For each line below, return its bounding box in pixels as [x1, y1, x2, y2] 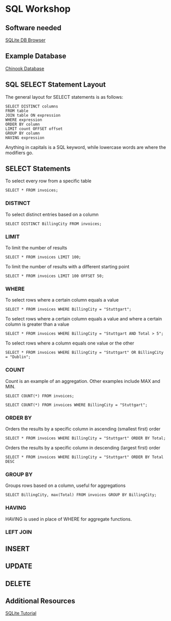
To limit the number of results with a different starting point [5, 264, 130, 270]
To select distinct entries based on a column [5, 211, 99, 218]
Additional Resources [5, 597, 75, 605]
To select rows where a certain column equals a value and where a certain [5, 316, 162, 322]
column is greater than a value [5, 321, 70, 328]
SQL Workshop [5, 3, 71, 15]
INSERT [5, 544, 30, 553]
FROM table [5, 108, 29, 113]
